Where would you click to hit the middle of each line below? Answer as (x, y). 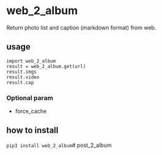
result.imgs (21, 72)
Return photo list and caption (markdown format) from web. (81, 28)
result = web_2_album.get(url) (46, 66)
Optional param (30, 97)
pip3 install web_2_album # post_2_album (59, 145)
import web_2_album (31, 61)
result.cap (20, 82)
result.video (23, 77)
